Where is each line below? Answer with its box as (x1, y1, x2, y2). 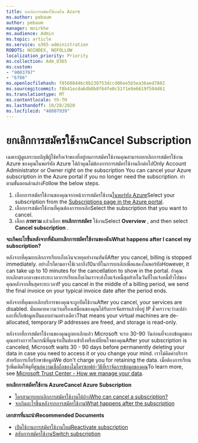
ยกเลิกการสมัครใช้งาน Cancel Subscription (6, 133, 191, 147)
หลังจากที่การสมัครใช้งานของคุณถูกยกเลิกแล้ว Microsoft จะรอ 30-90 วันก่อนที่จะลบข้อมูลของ (6, 330, 192, 337)
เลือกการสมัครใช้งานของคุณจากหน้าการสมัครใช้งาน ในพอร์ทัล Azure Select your (14, 192, 176, 199)
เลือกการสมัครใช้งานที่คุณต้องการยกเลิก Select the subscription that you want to (14, 205, 188, 212)
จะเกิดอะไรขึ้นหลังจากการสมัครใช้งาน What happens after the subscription (14, 400, 175, 407)
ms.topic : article (6, 36, 51, 42)
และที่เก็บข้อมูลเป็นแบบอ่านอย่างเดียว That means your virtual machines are (6, 312, 168, 319)
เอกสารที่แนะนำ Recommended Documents (6, 412, 105, 419)
